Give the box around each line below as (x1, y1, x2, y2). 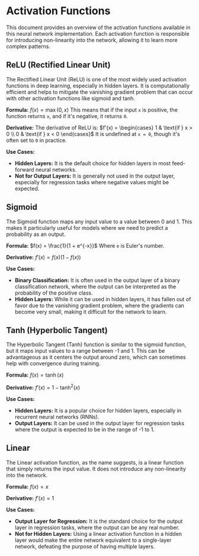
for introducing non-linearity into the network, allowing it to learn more (6, 36, 178, 43)
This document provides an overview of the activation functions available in (6, 24, 191, 31)
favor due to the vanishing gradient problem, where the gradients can (14, 302, 185, 309)
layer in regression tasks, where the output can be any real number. (14, 524, 179, 531)
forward (14, 166, 34, 173)
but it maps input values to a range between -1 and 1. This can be (6, 347, 165, 355)
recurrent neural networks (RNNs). (14, 413, 99, 421)
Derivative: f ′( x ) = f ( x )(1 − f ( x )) (6, 254, 81, 261)
